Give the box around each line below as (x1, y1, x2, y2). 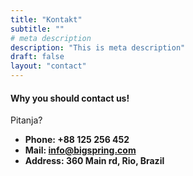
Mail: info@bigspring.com (24, 144, 137, 156)
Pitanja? (10, 114, 43, 126)
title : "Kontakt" (10, 14, 83, 25)
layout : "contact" (10, 61, 87, 71)
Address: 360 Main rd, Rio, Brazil (24, 155, 165, 167)
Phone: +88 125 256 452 (24, 134, 130, 146)
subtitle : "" (10, 24, 65, 34)
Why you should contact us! (10, 92, 130, 104)
